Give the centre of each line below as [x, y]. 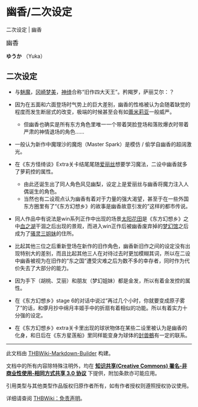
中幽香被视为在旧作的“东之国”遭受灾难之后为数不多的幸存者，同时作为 [100, 261]
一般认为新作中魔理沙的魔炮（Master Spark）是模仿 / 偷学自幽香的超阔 [100, 144]
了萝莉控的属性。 [35, 171]
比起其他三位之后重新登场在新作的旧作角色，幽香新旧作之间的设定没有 [100, 246]
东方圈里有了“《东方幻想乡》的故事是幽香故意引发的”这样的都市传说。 [107, 206]
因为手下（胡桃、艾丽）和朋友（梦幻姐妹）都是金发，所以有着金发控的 [100, 280]
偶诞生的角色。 [42, 191]
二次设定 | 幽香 [24, 29]
